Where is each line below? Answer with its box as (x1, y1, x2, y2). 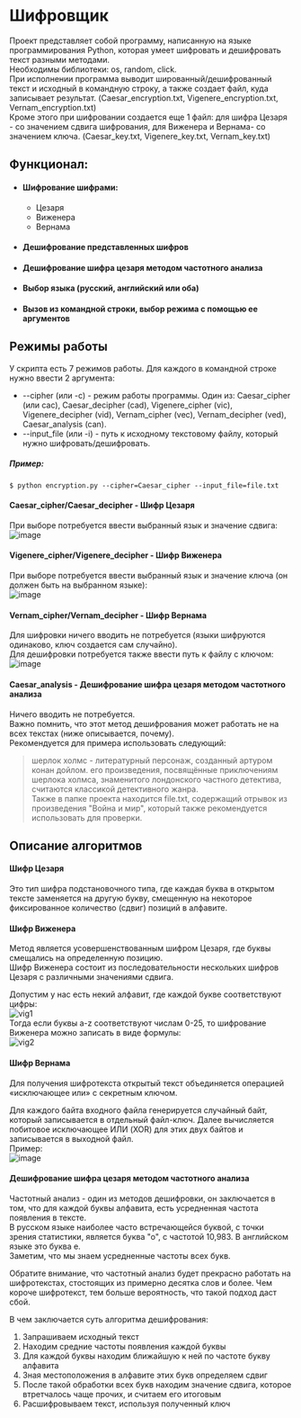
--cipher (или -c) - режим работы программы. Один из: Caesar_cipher (22, 390, 291, 400)
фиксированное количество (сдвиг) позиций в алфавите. (9, 902, 227, 913)
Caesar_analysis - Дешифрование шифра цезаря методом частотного (9, 678, 286, 689)
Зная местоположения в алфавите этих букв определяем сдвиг (22, 1369, 268, 1380)
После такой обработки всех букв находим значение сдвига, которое (22, 1378, 292, 1390)
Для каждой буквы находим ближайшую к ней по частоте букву (22, 1351, 271, 1361)
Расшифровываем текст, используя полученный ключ (22, 1398, 231, 1409)
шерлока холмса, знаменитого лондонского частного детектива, (31, 774, 282, 785)
